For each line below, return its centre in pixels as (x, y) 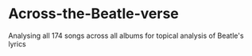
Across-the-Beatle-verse (93, 14)
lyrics (17, 43)
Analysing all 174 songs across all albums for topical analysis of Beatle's (126, 35)
